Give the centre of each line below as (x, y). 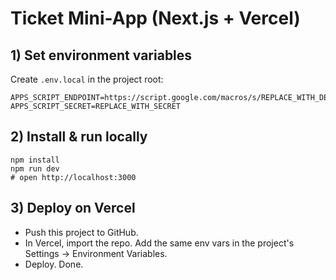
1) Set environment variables (101, 55)
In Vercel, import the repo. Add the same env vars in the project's (159, 243)
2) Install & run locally (79, 137)
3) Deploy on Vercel (73, 208)
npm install (35, 160)
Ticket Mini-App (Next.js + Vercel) (155, 18)
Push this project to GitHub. (81, 232)
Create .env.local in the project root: (87, 79)
